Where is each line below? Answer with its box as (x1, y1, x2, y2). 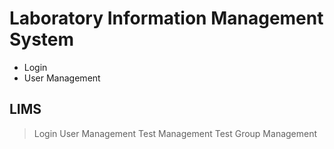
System (9, 28, 75, 51)
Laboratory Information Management (9, 7, 324, 30)
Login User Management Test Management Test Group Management (33, 127, 318, 139)
